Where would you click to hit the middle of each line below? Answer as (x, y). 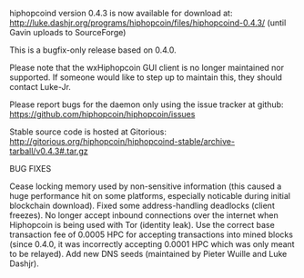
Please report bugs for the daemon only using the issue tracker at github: (147, 104)
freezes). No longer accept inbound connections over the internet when (144, 215)
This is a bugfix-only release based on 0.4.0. (93, 50)
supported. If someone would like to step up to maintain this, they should (146, 77)
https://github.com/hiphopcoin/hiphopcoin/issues (102, 114)
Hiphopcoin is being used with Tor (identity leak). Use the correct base (142, 225)
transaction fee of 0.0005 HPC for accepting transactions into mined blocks (152, 234)
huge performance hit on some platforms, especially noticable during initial (150, 196)
